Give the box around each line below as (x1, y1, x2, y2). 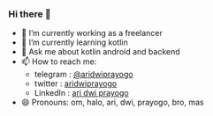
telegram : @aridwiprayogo (34, 69, 133, 80)
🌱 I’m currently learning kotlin (20, 37, 129, 47)
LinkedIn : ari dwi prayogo (34, 88, 129, 98)
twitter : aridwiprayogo (34, 78, 118, 89)
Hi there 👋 (8, 8, 52, 20)
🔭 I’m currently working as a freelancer (20, 28, 163, 39)
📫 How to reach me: (20, 56, 97, 67)
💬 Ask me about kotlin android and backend (20, 47, 180, 57)
